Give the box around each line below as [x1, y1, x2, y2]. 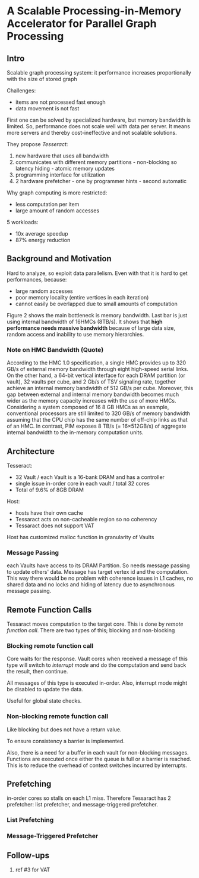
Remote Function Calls [7, 604, 92, 615]
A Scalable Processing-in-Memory [7, 4, 182, 18]
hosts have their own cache [15, 509, 84, 517]
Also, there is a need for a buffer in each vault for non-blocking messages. [7, 749, 189, 756]
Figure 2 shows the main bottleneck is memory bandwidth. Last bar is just [7, 311, 188, 319]
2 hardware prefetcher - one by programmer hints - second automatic [15, 178, 187, 184]
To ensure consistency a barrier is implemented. [7, 737, 125, 744]
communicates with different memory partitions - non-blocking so [15, 159, 177, 165]
